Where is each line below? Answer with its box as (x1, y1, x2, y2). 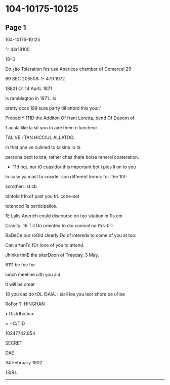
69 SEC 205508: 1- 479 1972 (5, 76, 65, 81)
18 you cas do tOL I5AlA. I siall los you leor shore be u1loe (5, 291, 125, 297)
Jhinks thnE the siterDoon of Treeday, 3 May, (5, 252, 100, 258)
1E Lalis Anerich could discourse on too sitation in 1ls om (5, 213, 123, 219)
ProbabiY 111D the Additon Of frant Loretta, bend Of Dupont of (5, 115, 135, 121)
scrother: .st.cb (5, 183, 37, 189)
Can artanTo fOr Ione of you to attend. (5, 242, 84, 248)
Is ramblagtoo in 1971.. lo (5, 95, 57, 101)
